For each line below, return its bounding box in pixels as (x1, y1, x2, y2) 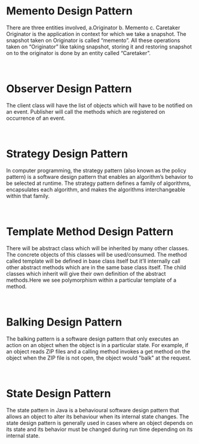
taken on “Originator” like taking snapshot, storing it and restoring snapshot (6, 43, 192, 50)
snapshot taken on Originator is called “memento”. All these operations (6, 37, 180, 44)
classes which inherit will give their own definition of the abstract (6, 270, 166, 277)
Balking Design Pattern (6, 315, 123, 329)
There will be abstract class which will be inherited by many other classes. (6, 244, 189, 252)
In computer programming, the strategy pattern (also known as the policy (6, 166, 186, 174)
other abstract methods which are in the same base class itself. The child (6, 263, 186, 270)
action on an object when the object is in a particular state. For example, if (6, 341, 189, 348)
